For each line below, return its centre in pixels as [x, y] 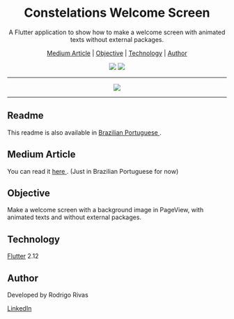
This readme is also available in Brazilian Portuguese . [84, 132]
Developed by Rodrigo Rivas [48, 295]
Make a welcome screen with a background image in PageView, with [106, 210]
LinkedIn [19, 308]
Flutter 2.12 [23, 256]
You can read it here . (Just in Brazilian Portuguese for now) [93, 171]
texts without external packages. [117, 39]
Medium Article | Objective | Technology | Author [117, 53]
